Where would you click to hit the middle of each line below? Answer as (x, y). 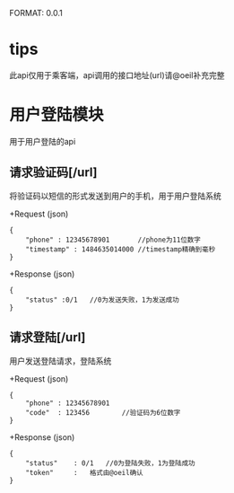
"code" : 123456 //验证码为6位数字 (103, 412)
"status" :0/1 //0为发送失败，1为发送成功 (102, 300)
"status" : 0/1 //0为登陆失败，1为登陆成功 (110, 463)
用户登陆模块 (57, 115)
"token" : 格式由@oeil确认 (84, 472)
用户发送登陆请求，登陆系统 (61, 361)
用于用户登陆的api (43, 141)
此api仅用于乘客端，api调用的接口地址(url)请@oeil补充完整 (117, 75)
